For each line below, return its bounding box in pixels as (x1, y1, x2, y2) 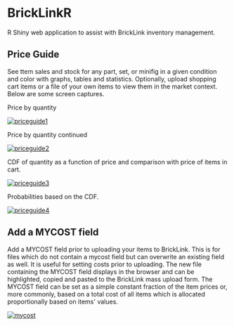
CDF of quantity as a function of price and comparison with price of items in (7, 157, 228, 166)
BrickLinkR (7, 5, 72, 21)
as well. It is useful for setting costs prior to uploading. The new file (7, 260, 202, 268)
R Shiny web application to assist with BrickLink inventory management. (7, 28, 216, 37)
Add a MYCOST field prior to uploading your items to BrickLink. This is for (7, 244, 221, 254)
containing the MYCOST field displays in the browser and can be (7, 267, 195, 275)
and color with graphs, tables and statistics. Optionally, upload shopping (7, 74, 216, 83)
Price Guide (7, 48, 60, 60)
